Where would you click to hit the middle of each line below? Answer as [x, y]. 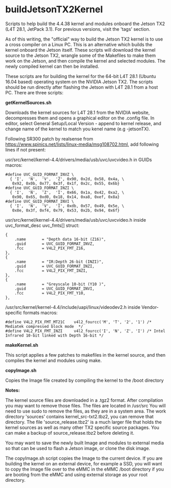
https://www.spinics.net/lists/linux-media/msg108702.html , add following [82, 144]
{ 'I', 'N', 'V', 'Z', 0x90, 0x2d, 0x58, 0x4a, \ [67, 179]
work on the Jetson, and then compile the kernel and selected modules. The [86, 61]
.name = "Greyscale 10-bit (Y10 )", [60, 284]
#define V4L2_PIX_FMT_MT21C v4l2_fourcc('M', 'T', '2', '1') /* [79, 322]
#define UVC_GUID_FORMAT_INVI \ [40, 201]
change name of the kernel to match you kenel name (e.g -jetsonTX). [78, 129]
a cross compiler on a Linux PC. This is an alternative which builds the [79, 44]
